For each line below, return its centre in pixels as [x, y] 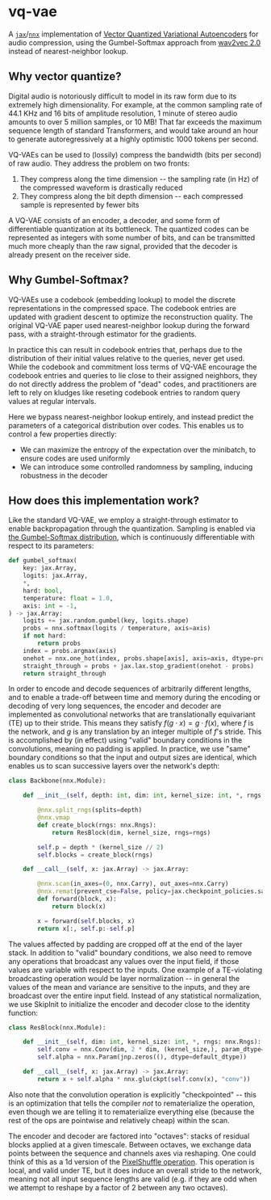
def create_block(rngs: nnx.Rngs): [97, 825]
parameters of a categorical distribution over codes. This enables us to [126, 425]
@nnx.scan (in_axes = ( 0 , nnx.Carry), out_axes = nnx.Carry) [133, 884]
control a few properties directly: [63, 434]
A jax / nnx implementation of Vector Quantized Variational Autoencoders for [133, 34]
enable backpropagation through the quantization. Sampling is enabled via [132, 528]
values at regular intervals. [52, 401]
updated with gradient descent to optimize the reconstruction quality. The [131, 317]
